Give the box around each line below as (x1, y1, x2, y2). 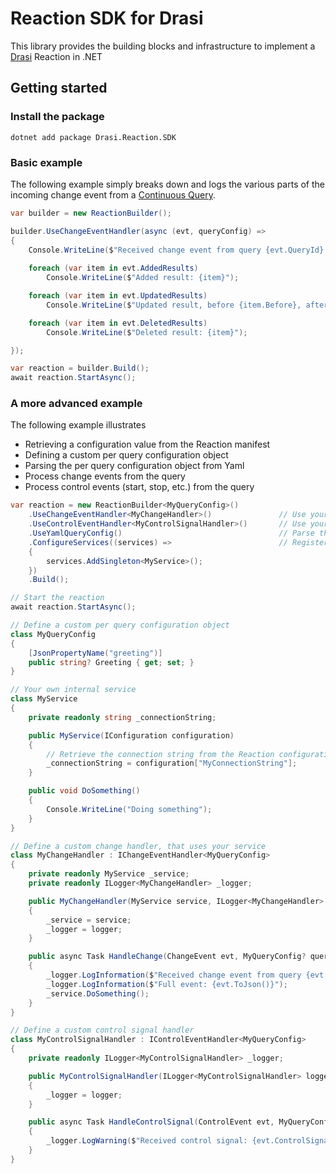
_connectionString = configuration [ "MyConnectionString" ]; (46, 758, 298, 769)
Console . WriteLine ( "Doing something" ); (46, 804, 213, 814)
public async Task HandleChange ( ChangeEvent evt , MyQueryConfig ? (28, 952, 307, 962)
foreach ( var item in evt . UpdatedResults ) (28, 291, 208, 301)
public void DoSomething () (28, 786, 141, 796)
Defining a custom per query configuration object (24, 449, 229, 461)
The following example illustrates (10, 419, 147, 431)
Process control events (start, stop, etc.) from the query (24, 481, 255, 493)
